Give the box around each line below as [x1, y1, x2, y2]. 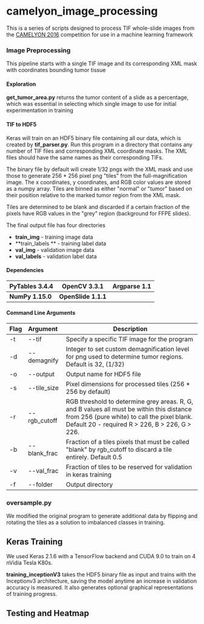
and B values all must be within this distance [66, 405, 192, 413]
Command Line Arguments [6, 309, 76, 317]
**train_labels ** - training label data [15, 239, 106, 247]
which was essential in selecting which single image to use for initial [6, 100, 177, 108]
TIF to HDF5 [6, 121, 37, 128]
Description [113, 324, 148, 333]
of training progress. [6, 591, 58, 598]
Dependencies [6, 267, 44, 274]
